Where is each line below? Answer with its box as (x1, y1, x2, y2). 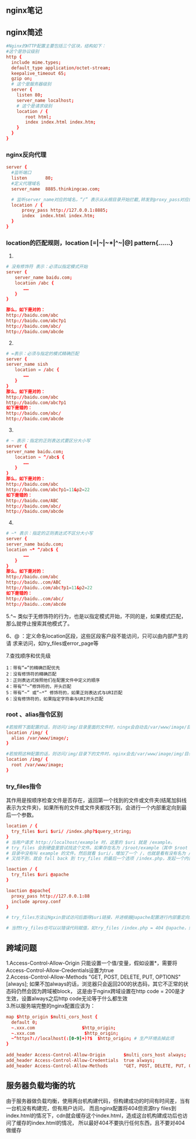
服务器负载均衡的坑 (6, 1080, 75, 1090)
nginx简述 (6, 27, 43, 37)
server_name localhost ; (16, 97, 75, 104)
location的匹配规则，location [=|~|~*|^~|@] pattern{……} (6, 239, 173, 247)
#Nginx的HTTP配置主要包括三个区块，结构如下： (6, 43, 106, 49)
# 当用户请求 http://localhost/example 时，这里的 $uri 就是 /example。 (6, 839, 175, 845)
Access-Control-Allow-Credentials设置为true (6, 966, 114, 973)
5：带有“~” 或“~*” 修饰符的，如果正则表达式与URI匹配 (6, 689, 123, 695)
